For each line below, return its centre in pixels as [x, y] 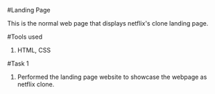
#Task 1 [18, 64]
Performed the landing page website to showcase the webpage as [112, 77]
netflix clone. [36, 84]
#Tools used [25, 37]
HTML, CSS [34, 50]
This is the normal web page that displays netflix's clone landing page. [108, 23]
